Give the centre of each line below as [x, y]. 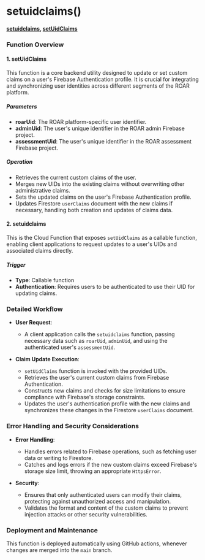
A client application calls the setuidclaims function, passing [100, 334]
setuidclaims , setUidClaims [42, 28]
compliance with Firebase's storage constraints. [85, 397]
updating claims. [36, 293]
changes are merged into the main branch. [59, 550]
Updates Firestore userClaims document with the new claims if [94, 203]
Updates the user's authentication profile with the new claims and [107, 404]
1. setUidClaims [27, 59]
